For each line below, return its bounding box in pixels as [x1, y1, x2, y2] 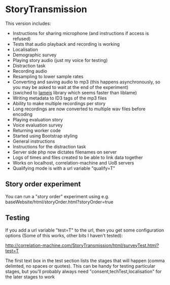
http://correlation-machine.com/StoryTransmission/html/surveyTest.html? [5, 242, 159, 248]
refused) [12, 36, 31, 42]
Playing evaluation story [12, 116, 63, 122]
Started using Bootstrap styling [12, 133, 78, 139]
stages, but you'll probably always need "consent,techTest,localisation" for [5, 268, 162, 274]
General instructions [12, 138, 55, 144]
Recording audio [12, 68, 47, 74]
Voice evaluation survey [12, 122, 63, 128]
